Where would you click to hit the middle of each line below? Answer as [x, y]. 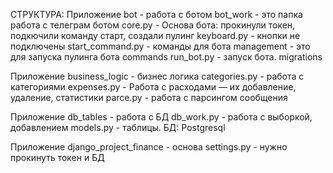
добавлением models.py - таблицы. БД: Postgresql [118, 127]
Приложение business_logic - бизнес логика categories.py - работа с [157, 76]
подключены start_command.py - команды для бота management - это [160, 46]
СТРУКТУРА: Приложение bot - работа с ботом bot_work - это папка [156, 14]
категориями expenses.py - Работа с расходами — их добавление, [153, 87]
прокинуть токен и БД [57, 157]
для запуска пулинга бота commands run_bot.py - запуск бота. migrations [166, 57]
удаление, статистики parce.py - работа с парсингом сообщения [149, 97]
